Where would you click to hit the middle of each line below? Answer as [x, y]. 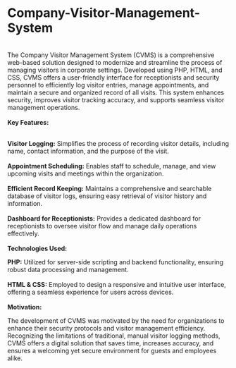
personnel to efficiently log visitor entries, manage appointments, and [108, 85]
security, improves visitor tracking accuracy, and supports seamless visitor [116, 99]
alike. [15, 358]
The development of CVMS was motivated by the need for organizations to [116, 320]
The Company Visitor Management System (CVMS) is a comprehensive [111, 55]
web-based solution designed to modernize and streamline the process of [115, 62]
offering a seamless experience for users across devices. [91, 292]
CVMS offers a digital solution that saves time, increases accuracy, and [111, 343]
